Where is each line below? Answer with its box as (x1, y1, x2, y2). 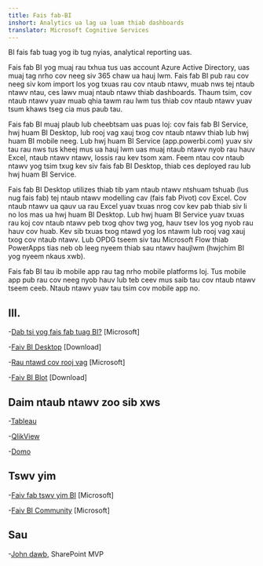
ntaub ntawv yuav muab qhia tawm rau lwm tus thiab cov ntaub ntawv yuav (8, 96, 253, 106)
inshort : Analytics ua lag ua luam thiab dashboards (8, 19, 184, 27)
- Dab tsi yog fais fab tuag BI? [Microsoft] (8, 327, 140, 337)
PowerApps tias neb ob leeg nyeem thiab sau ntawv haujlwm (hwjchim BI (8, 243, 245, 253)
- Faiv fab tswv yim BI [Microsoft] (8, 490, 114, 499)
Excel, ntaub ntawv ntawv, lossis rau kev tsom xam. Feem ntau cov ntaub (8, 153, 245, 162)
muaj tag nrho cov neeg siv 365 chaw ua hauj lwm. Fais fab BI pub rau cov (8, 71, 250, 81)
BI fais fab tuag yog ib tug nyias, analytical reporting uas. (8, 48, 192, 57)
